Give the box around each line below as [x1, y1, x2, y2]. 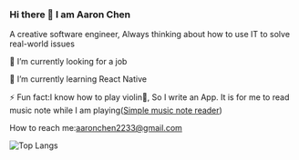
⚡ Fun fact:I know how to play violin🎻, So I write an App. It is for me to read [9, 92, 290, 103]
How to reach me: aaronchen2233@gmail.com [9, 123, 182, 134]
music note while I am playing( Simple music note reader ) [9, 105, 223, 116]
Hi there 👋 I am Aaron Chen [9, 8, 131, 21]
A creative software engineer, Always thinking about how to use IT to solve [9, 29, 290, 40]
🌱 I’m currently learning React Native [9, 74, 148, 85]
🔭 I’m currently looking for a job [9, 56, 128, 67]
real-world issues [9, 38, 76, 49]
